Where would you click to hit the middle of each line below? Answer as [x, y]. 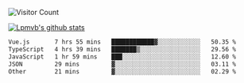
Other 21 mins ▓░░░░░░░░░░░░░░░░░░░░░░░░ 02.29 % [122, 71]
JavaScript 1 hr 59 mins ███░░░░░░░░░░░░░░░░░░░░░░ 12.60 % [122, 57]
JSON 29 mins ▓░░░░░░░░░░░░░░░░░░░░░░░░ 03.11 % [122, 64]
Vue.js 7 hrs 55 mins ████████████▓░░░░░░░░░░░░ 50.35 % [122, 42]
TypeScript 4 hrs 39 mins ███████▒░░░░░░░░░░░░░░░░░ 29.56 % [122, 49]
